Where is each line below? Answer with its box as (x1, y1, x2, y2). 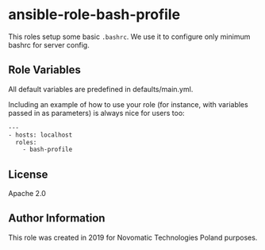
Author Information (8, 212, 106, 225)
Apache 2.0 (8, 189, 46, 198)
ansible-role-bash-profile (8, 6, 181, 24)
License (8, 167, 48, 181)
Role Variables (8, 63, 81, 77)
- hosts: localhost (8, 131, 73, 139)
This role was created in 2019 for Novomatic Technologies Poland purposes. (8, 233, 258, 242)
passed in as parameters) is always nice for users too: (8, 108, 185, 117)
